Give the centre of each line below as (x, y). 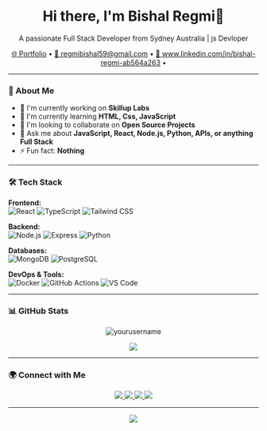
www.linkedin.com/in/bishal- (209, 53)
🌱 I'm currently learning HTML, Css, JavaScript (98, 116)
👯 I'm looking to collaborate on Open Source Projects (108, 125)
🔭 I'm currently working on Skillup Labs (84, 108)
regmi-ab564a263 (131, 62)
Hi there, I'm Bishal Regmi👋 (133, 16)
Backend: (24, 227)
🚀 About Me (31, 91)
